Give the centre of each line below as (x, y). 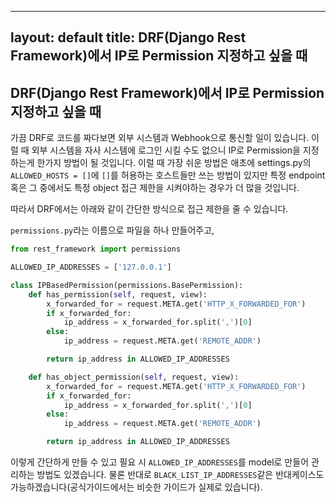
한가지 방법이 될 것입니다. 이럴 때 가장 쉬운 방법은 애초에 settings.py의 (174, 163)
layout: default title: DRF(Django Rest (128, 37)
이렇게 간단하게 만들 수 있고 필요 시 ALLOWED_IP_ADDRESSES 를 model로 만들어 (160, 462)
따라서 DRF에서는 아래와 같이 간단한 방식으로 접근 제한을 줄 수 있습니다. (149, 209)
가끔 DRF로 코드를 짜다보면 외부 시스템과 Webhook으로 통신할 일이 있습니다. (160, 138)
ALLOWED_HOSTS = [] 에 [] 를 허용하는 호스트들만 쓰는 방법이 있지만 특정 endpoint (168, 175)
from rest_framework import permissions (96, 249)
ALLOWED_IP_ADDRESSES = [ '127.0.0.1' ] (91, 267)
